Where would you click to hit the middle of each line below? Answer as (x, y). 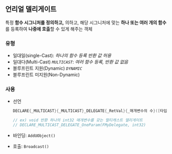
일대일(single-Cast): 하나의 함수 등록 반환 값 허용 (62, 56)
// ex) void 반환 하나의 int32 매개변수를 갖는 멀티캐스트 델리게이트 (78, 120)
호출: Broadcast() (31, 146)
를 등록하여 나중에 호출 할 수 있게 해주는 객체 (49, 29)
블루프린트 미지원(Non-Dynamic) (46, 75)
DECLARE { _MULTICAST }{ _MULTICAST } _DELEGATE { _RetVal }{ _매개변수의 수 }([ (86, 111)
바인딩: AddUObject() (34, 136)
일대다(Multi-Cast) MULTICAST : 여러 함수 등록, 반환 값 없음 (70, 62)
